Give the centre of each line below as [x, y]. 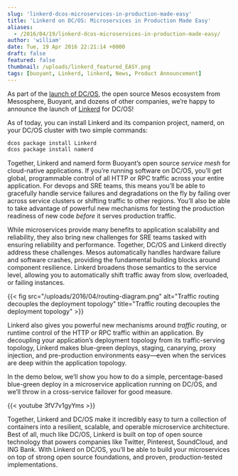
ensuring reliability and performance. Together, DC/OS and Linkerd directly [117, 245]
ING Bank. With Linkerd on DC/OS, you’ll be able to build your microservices [119, 450]
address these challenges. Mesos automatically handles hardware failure [114, 252]
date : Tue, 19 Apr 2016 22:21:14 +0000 [66, 47]
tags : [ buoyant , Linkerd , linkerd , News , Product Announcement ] [104, 73]
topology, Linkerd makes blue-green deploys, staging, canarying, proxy [112, 348]
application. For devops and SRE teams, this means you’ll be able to [107, 186]
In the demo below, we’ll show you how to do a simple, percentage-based [115, 377]
